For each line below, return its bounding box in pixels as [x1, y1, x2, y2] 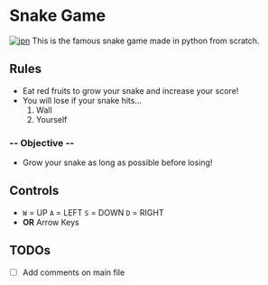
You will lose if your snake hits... [22, 95, 143, 106]
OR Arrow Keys [22, 216, 79, 227]
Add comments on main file [22, 267, 125, 278]
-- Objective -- [9, 136, 75, 149]
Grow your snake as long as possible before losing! [22, 157, 213, 168]
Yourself [35, 114, 68, 124]
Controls [9, 183, 60, 198]
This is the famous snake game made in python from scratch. [32, 35, 260, 46]
